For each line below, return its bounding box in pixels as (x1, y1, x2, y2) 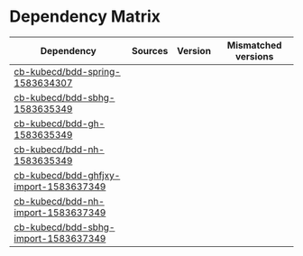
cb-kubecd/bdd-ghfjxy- (14, 169, 121, 181)
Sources (131, 44, 169, 57)
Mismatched (226, 39, 282, 51)
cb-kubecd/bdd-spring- (14, 65, 122, 78)
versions (234, 50, 274, 62)
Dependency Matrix (9, 6, 161, 27)
